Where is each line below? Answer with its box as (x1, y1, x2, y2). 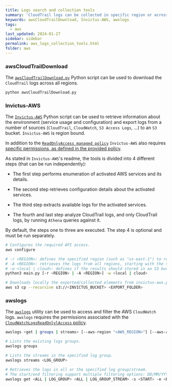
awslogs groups (5, 344, 38, 349)
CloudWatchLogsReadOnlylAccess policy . (5, 320, 87, 326)
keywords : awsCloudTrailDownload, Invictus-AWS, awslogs (5, 17, 130, 22)
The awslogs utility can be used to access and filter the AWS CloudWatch (5, 309, 156, 315)
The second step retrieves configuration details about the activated (12, 186, 155, 193)
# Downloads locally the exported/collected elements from (5, 280, 134, 285)
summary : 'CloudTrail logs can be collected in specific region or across (5, 12, 168, 17)
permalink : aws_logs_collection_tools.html (5, 41, 100, 46)
